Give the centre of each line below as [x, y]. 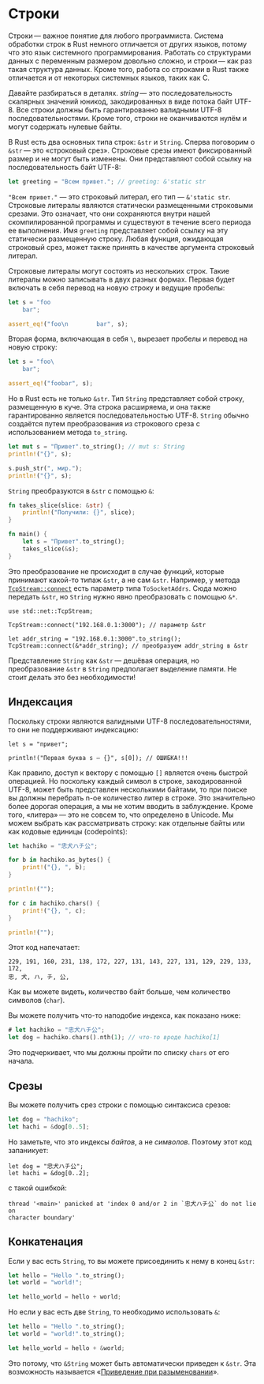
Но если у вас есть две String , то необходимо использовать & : [114, 1312]
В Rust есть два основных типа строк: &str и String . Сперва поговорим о [132, 142]
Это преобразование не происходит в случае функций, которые [116, 571]
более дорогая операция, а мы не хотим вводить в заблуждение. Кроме [131, 806]
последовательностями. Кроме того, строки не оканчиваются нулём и [128, 118]
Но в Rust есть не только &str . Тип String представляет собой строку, [126, 399]
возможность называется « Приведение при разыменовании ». [113, 1371]
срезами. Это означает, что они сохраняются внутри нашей [109, 214]
